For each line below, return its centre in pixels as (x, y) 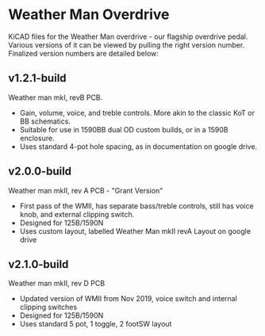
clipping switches (48, 307)
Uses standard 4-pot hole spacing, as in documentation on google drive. (138, 146)
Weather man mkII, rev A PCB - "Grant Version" (86, 190)
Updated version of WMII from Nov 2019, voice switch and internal (129, 299)
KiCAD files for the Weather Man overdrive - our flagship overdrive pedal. (128, 36)
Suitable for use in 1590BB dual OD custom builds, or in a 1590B (124, 129)
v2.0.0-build (40, 172)
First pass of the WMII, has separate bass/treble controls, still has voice (136, 206)
